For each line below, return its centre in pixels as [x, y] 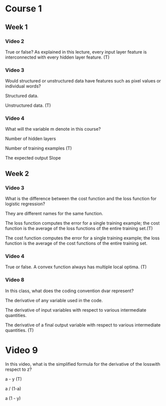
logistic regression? [25, 204]
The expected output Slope [33, 158]
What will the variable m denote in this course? [53, 129]
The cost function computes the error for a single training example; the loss [83, 238]
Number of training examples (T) [39, 148]
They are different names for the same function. [54, 214]
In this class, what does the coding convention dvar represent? [70, 291]
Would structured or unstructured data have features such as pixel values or [83, 81]
